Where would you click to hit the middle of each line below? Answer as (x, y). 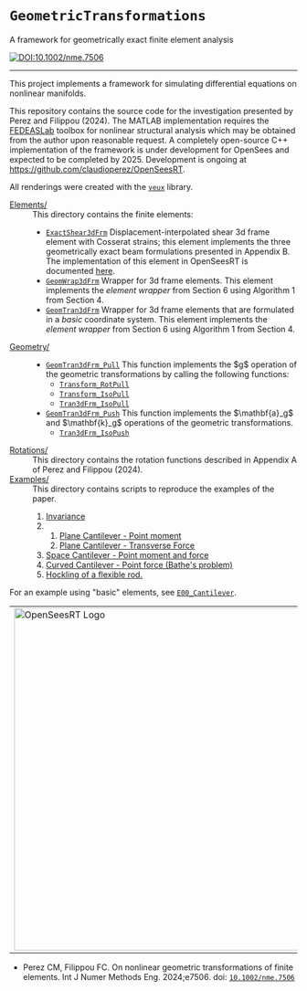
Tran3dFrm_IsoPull (94, 404)
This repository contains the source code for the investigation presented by (152, 111)
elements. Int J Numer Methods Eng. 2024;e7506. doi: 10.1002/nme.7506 (159, 976)
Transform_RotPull (94, 385)
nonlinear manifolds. (48, 93)
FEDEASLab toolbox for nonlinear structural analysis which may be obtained (153, 130)
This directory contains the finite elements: (113, 214)
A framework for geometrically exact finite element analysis (122, 39)
